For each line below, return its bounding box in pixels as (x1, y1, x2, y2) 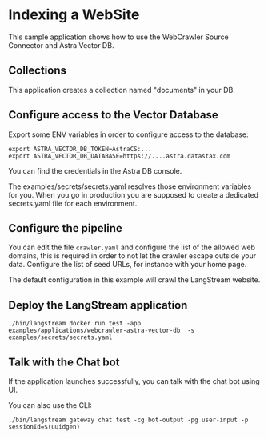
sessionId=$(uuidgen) (8, 423, 81, 431)
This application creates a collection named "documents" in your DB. (8, 85, 236, 94)
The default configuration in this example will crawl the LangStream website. (8, 275, 261, 285)
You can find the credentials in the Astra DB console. (8, 166, 182, 175)
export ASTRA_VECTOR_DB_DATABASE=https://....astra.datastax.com (8, 152, 230, 160)
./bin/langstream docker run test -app (8, 320, 142, 328)
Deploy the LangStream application (8, 298, 188, 312)
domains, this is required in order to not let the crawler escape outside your (8, 251, 257, 261)
